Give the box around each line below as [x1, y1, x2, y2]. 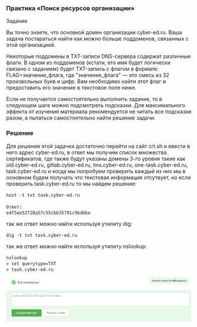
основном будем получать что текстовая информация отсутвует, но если [6, 174, 191, 181]
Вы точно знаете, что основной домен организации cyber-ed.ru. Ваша [6, 29, 182, 36]
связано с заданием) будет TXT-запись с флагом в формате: [6, 65, 159, 72]
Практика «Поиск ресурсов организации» [6, 4, 135, 12]
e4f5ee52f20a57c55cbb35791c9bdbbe [6, 210, 91, 216]
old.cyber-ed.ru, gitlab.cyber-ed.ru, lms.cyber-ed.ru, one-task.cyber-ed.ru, [6, 161, 188, 169]
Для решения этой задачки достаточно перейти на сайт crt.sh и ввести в [6, 143, 191, 150]
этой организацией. [6, 41, 56, 48]
